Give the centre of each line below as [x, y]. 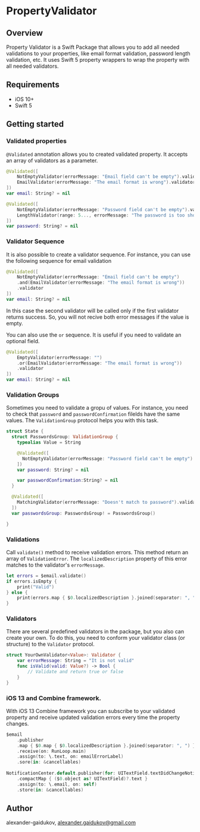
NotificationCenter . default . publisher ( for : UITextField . [78, 773]
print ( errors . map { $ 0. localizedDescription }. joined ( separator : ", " [106, 598]
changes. [18, 723]
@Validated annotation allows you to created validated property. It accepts [97, 154]
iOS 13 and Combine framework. [54, 698]
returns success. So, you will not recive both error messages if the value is [98, 317]
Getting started [35, 124]
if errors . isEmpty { [32, 581]
